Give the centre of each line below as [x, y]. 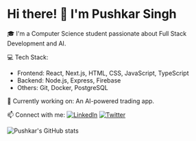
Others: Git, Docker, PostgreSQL [62, 87]
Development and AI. [37, 43]
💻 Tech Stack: [28, 57]
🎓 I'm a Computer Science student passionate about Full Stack [97, 33]
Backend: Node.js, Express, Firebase [69, 80]
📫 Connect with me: [36, 115]
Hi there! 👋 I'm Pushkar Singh [92, 14]
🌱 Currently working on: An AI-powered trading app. [81, 101]
